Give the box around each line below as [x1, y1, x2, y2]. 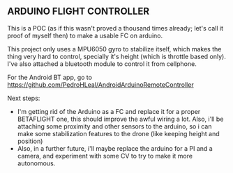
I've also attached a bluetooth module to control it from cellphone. [7, 59, 197, 68]
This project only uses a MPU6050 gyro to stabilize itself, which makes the [7, 44, 222, 53]
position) [17, 137, 43, 145]
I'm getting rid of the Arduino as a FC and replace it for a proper [17, 107, 201, 115]
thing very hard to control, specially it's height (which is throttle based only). [7, 52, 227, 60]
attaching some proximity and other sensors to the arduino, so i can [17, 122, 212, 131]
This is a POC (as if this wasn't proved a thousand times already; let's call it [7, 24, 223, 32]
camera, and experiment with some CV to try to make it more [17, 151, 193, 160]
